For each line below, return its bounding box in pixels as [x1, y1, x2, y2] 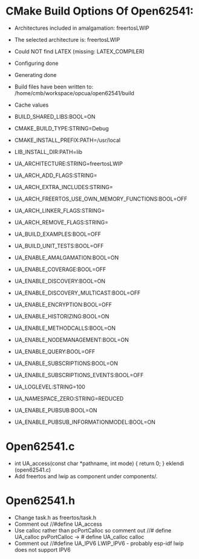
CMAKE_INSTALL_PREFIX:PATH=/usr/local [14, 136, 121, 144]
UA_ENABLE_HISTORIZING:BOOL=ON [14, 312, 109, 320]
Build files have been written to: [14, 83, 94, 90]
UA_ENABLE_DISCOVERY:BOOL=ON [14, 277, 106, 284]
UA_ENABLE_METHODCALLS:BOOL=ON [14, 324, 116, 332]
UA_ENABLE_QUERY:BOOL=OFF [14, 347, 96, 355]
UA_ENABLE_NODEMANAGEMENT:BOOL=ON [14, 336, 129, 343]
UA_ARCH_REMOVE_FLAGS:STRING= [14, 218, 109, 226]
